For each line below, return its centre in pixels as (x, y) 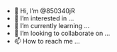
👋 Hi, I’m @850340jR (45, 11)
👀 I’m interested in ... (44, 18)
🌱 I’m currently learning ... (52, 26)
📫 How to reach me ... (47, 41)
